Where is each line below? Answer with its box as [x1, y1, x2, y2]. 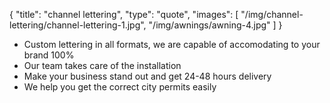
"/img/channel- [240, 9, 304, 20]
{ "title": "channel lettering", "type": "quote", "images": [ [9, 9, 239, 20]
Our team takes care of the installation [23, 60, 182, 71]
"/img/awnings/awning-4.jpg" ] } [148, 19, 283, 31]
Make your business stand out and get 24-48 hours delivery [23, 70, 272, 82]
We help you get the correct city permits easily [23, 81, 217, 93]
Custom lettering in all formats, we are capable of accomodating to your [23, 39, 321, 50]
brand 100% [23, 49, 75, 61]
